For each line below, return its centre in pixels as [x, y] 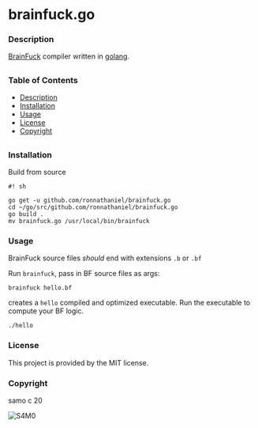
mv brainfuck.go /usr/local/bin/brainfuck [79, 222]
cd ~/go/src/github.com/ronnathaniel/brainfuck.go [93, 207]
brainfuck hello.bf [40, 288]
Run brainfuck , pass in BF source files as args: [84, 274]
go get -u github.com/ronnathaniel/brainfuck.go [90, 201]
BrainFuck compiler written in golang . [69, 56]
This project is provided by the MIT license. [79, 362]
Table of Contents [43, 80]
